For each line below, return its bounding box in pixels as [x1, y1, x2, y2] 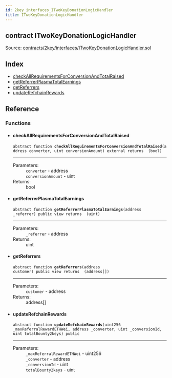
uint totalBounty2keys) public [12, 331, 80, 337]
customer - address [25, 288, 66, 295]
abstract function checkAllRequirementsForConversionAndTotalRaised [12, 144, 162, 149]
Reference [5, 104, 39, 113]
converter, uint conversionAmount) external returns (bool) [29, 148, 162, 154]
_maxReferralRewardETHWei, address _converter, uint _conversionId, [12, 327, 162, 332]
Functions [5, 120, 31, 127]
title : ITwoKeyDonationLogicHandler [5, 12, 83, 17]
